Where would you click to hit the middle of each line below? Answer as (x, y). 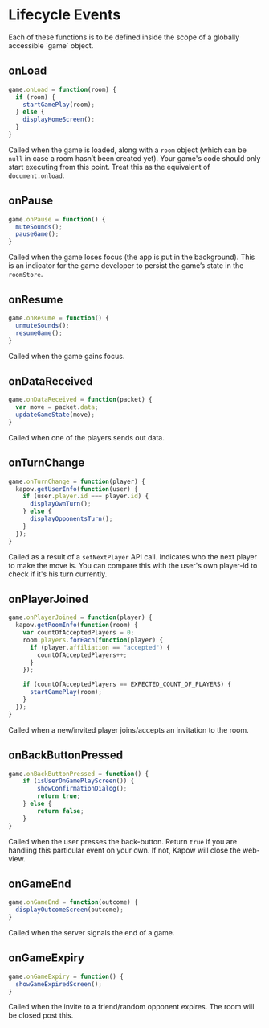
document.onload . (37, 175)
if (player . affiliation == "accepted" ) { (100, 647)
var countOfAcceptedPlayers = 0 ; (79, 633)
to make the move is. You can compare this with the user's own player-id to (133, 565)
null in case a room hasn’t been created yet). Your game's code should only (134, 158)
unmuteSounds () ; (43, 325)
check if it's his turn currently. (58, 574)
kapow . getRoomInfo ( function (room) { (77, 625)
